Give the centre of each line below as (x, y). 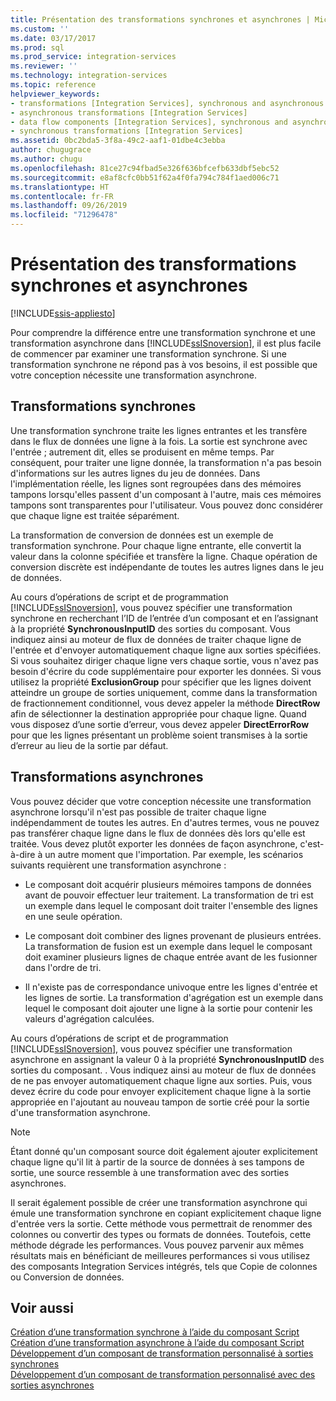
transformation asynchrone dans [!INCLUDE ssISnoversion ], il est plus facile (166, 343)
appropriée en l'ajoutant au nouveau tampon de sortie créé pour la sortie (160, 1102)
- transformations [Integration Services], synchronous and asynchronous (167, 103)
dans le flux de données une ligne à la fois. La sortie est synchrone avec (159, 441)
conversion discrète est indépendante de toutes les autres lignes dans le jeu (167, 567)
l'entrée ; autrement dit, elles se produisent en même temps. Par (142, 452)
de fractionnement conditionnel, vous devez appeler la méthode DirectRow (165, 703)
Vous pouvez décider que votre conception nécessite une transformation (161, 801)
